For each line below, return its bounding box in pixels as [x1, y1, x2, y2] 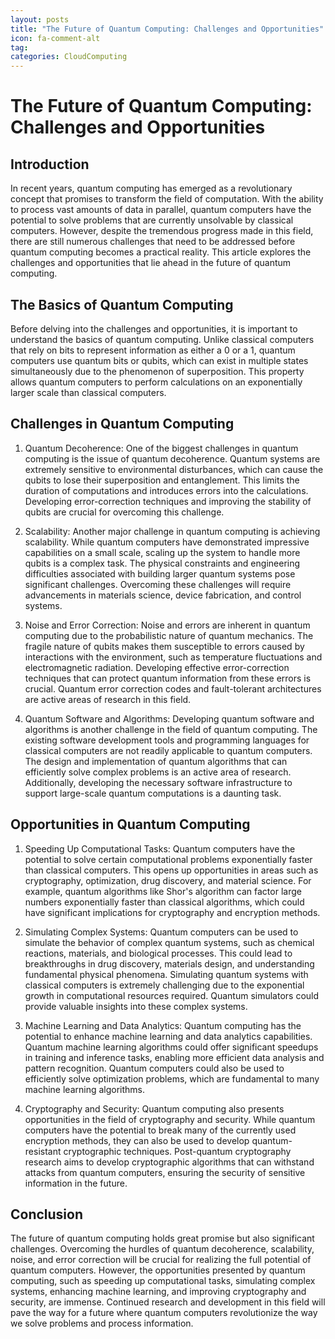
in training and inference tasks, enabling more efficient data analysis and [24, 1051, 325, 1063]
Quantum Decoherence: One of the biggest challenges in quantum [24, 442, 299, 454]
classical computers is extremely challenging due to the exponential [24, 979, 305, 991]
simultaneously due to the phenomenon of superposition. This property [10, 365, 305, 377]
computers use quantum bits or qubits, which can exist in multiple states [10, 354, 309, 366]
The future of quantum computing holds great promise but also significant [10, 1232, 315, 1245]
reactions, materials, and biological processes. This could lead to [24, 947, 293, 959]
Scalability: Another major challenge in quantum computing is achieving [24, 525, 321, 537]
